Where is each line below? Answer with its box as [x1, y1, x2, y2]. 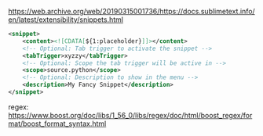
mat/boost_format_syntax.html [8, 119, 107, 128]
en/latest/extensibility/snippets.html [8, 15, 124, 24]
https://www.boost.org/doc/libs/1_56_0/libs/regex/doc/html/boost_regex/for [8, 110, 253, 120]
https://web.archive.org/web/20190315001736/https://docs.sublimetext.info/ [8, 7, 255, 16]
